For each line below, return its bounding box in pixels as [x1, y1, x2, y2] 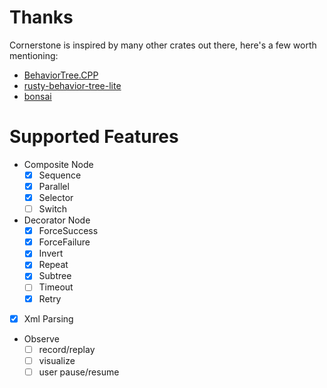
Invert [38, 247, 64, 260]
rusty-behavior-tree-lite [23, 79, 122, 91]
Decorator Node [23, 214, 91, 226]
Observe [23, 332, 60, 345]
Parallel [38, 180, 70, 192]
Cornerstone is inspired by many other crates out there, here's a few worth [9, 39, 317, 51]
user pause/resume [38, 366, 120, 378]
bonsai [23, 90, 52, 102]
